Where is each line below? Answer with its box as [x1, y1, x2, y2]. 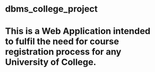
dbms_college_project [5, 3, 98, 15]
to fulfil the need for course [5, 36, 119, 47]
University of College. [5, 57, 96, 68]
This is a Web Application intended [5, 26, 151, 37]
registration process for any [5, 46, 122, 57]
